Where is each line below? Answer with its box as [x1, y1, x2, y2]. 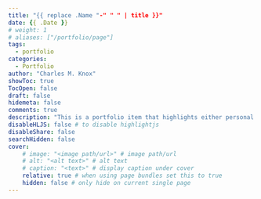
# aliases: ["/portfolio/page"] [8, 33, 114, 42]
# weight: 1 [8, 26, 47, 34]
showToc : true [8, 77, 55, 85]
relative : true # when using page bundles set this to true [22, 172, 223, 180]
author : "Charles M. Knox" [8, 70, 96, 78]
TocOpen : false [8, 84, 58, 92]
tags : [8, 41, 26, 49]
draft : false [8, 92, 51, 99]
